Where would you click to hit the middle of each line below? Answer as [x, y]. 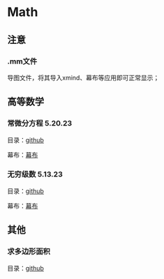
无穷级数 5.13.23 [35, 174]
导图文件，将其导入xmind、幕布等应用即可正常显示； [83, 77]
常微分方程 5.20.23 [40, 123]
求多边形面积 [29, 252]
